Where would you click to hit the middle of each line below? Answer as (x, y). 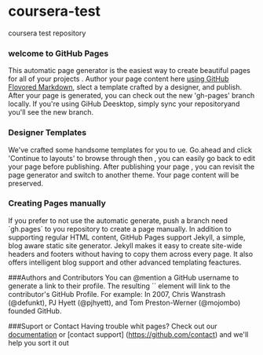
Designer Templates (47, 133)
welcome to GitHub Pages (58, 53)
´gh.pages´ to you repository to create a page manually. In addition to (120, 229)
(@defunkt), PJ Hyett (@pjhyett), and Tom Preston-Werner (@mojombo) (124, 302)
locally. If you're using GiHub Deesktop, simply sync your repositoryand (124, 104)
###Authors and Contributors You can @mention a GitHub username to (124, 277)
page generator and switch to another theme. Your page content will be (124, 174)
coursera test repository (47, 33)
